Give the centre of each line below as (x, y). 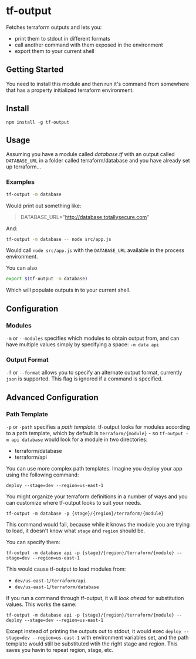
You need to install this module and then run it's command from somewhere (98, 84)
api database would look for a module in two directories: (80, 439)
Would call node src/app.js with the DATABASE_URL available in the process (95, 250)
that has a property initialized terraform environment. (70, 90)
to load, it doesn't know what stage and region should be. (76, 531)
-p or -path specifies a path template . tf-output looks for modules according (98, 427)
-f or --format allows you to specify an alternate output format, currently (94, 373)
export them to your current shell (55, 51)
